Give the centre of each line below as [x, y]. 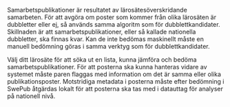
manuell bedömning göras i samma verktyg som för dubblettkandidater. [108, 46]
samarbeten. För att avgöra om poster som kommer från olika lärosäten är [112, 17]
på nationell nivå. [31, 96]
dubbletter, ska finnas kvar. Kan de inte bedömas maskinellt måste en [106, 39]
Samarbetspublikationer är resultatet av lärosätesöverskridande [97, 10]
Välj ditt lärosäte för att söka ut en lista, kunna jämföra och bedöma [102, 60]
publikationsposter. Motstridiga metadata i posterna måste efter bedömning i [116, 81]
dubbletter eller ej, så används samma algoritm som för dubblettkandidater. [114, 24]
